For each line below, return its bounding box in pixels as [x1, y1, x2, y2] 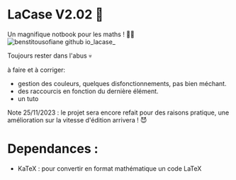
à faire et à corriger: [7, 65, 66, 74]
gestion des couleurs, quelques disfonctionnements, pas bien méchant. [17, 79, 227, 88]
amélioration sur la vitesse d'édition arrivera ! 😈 [7, 115, 147, 124]
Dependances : [7, 141, 99, 157]
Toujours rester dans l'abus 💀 [7, 51, 92, 60]
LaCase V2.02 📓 [7, 6, 104, 23]
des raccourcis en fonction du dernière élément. [17, 87, 159, 95]
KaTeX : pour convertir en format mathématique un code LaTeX [17, 164, 202, 173]
